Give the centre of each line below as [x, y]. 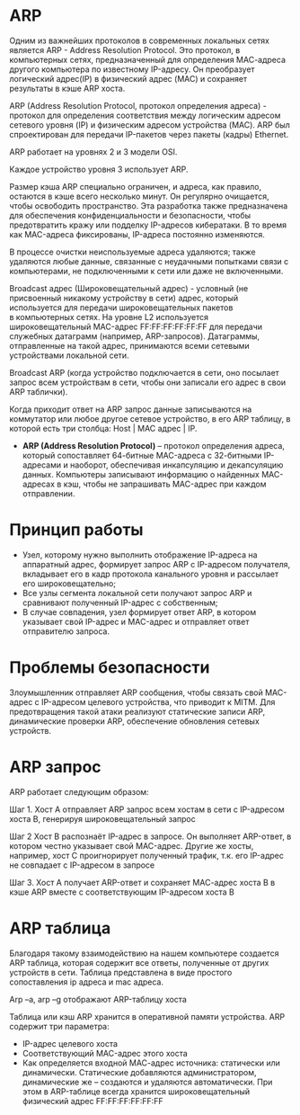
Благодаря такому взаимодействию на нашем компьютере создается [144, 953]
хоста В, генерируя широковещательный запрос [102, 818]
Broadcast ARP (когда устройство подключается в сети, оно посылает [145, 372]
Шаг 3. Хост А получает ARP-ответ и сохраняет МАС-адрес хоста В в [142, 882]
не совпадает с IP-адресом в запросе [82, 865]
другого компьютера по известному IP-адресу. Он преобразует [132, 69]
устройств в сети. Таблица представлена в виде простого [121, 972]
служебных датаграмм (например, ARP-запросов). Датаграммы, [135, 336]
